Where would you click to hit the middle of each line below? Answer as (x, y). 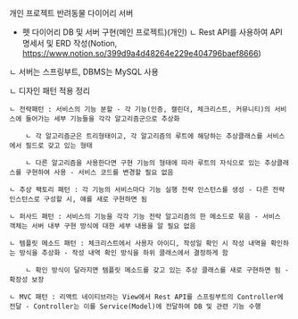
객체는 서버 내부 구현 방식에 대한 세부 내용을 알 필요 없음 (103, 226)
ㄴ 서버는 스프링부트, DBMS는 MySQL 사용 (84, 71)
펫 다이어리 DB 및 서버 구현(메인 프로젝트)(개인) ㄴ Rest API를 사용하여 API (152, 32)
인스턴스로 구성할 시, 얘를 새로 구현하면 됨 (79, 199)
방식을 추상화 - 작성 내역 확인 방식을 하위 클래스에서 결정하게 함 (124, 253)
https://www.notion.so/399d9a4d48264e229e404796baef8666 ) (141, 53)
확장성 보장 (27, 280)
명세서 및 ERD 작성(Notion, (70, 43)
